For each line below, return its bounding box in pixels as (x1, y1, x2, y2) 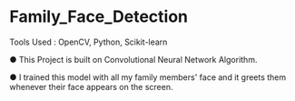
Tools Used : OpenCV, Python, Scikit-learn (9, 36, 168, 47)
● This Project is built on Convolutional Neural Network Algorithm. (9, 54, 258, 65)
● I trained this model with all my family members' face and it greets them (9, 71, 287, 83)
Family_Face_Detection (9, 6, 189, 27)
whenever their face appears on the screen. (9, 81, 173, 92)
